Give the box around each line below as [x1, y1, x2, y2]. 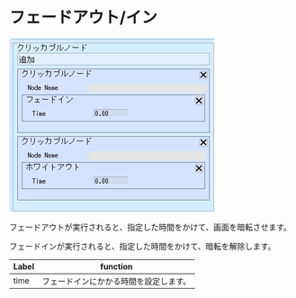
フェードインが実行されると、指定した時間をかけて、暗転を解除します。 [9, 240, 276, 251]
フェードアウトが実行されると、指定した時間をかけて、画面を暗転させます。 [9, 221, 292, 232]
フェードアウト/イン [9, 7, 157, 28]
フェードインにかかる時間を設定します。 [41, 275, 192, 286]
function [100, 261, 133, 272]
